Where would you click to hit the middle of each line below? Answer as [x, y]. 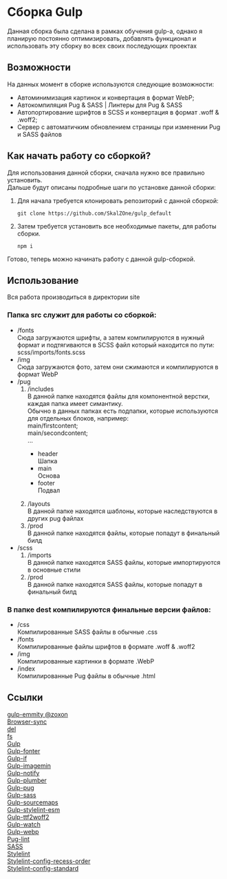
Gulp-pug [21, 787]
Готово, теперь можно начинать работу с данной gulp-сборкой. [101, 259]
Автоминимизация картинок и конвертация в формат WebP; [106, 97]
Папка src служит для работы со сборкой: [82, 315]
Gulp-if [17, 758]
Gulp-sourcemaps [33, 802]
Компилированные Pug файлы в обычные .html [86, 676]
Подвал [49, 490]
